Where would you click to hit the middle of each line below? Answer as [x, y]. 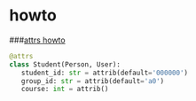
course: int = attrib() [65, 89]
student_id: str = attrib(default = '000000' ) [105, 73]
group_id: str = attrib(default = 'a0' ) [93, 81]
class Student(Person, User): [65, 64]
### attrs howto [37, 40]
